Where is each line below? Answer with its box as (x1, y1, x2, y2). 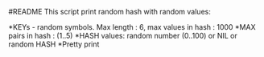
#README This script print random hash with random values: (8, 7, 211, 16)
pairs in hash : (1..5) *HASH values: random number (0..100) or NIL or (8, 31, 237, 40)
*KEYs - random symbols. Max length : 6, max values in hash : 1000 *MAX (8, 22, 256, 31)
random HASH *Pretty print (8, 39, 100, 49)
